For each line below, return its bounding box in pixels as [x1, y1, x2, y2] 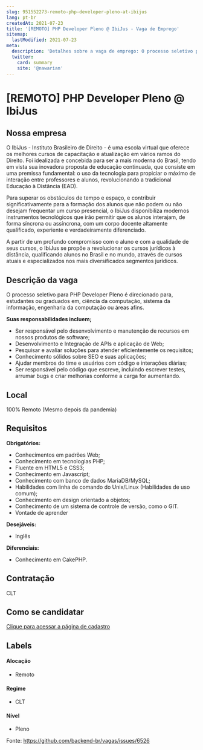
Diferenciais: [6, 544, 39, 551]
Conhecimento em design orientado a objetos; [14, 496, 131, 503]
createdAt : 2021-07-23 [6, 20, 63, 26]
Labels [6, 641, 32, 651]
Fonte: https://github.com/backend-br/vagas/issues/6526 [6, 737, 150, 745]
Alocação [6, 657, 31, 665]
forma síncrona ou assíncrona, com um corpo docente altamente [6, 220, 168, 227]
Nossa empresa [6, 128, 66, 138]
